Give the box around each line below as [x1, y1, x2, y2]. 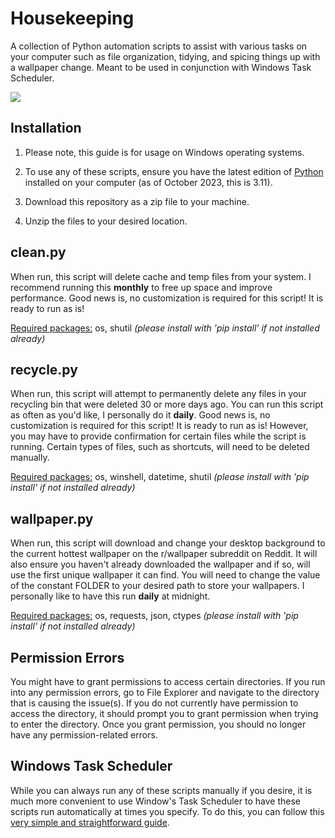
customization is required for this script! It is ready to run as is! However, [10, 420, 309, 432]
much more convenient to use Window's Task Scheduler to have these [10, 795, 301, 807]
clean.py [10, 244, 67, 261]
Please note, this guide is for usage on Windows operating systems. [24, 146, 305, 158]
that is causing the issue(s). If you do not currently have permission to [10, 697, 299, 709]
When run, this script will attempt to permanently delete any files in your [10, 388, 307, 400]
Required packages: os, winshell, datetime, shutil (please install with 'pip [10, 471, 310, 483]
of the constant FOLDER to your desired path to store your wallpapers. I [10, 580, 305, 592]
